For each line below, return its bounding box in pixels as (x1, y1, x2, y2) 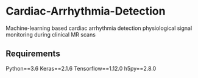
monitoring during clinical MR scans (5, 30, 96, 38)
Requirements (5, 49, 60, 59)
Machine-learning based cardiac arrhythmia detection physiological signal (5, 24, 193, 32)
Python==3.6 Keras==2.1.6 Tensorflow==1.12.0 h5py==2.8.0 (5, 65, 157, 72)
